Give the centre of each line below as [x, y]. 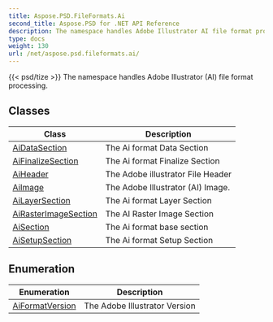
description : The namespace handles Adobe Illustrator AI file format [130, 31]
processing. [28, 85]
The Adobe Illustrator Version [140, 306]
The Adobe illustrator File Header [169, 174]
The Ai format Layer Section [159, 200]
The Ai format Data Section [157, 147]
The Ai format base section [157, 227]
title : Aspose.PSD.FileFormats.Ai [67, 16]
